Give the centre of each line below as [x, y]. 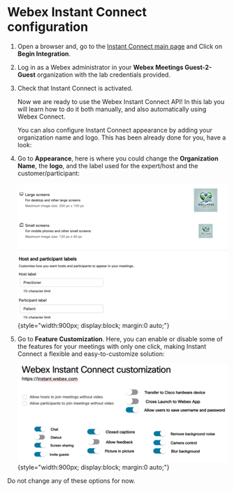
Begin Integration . [44, 54]
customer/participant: [49, 173]
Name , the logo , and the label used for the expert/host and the [108, 165]
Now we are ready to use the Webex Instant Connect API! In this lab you [121, 101]
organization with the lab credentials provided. [104, 75]
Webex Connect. [41, 117]
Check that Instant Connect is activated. [75, 88]
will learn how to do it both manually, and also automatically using [112, 109]
